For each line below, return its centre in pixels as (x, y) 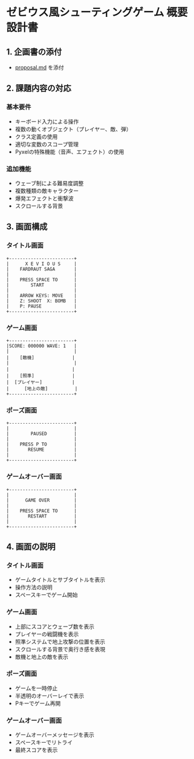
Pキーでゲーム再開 (38, 703)
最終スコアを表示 (36, 750)
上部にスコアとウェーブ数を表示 (55, 626)
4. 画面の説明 (31, 546)
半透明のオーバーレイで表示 (50, 695)
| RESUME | (42, 450)
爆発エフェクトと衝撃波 (44, 198)
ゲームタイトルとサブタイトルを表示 (60, 580)
